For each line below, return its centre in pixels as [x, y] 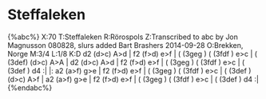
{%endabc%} [30, 87]
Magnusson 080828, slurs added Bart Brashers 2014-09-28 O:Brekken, [125, 45]
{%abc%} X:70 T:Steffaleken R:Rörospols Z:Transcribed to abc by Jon [123, 37]
